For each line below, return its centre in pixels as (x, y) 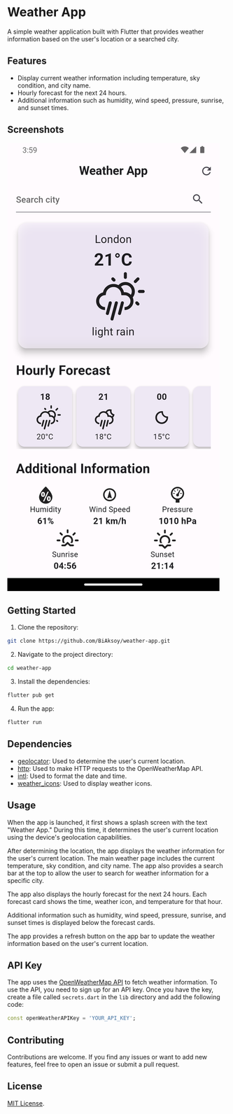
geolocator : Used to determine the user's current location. (101, 761)
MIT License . (26, 1103)
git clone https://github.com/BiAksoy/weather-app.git (89, 641)
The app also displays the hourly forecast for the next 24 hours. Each (107, 894)
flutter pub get (31, 695)
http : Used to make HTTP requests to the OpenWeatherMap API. (110, 768)
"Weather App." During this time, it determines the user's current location (113, 830)
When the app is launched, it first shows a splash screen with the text (107, 822)
